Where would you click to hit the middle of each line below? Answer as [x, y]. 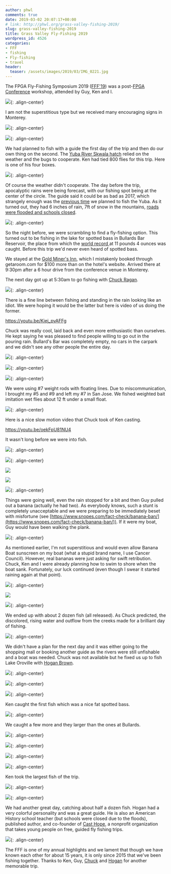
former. [13, 311]
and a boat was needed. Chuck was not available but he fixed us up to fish [84, 657]
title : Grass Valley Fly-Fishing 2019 [46, 34]
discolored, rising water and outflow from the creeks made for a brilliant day [85, 621]
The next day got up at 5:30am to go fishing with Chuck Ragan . [72, 280]
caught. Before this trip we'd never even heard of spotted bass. [72, 249]
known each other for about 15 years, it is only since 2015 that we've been [83, 855]
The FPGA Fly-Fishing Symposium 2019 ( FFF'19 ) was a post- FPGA [75, 86]
